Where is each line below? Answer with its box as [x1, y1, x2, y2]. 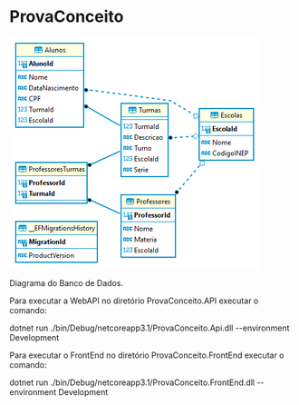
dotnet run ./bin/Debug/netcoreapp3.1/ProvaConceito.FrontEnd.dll [9, 377, 256, 388]
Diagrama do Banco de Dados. [9, 277, 124, 288]
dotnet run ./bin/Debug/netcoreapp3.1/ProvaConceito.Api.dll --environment [9, 322, 290, 333]
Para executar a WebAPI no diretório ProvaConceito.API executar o [9, 295, 259, 306]
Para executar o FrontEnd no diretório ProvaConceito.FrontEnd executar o [9, 350, 285, 361]
